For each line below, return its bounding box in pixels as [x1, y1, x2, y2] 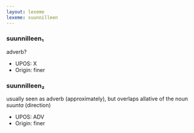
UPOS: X [15, 60, 38, 67]
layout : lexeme [6, 8, 45, 15]
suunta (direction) [6, 102, 52, 109]
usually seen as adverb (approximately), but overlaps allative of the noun [6, 95, 188, 103]
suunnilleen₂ [6, 81, 45, 89]
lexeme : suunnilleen [6, 15, 59, 21]
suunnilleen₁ [6, 34, 44, 43]
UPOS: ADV [15, 113, 44, 121]
